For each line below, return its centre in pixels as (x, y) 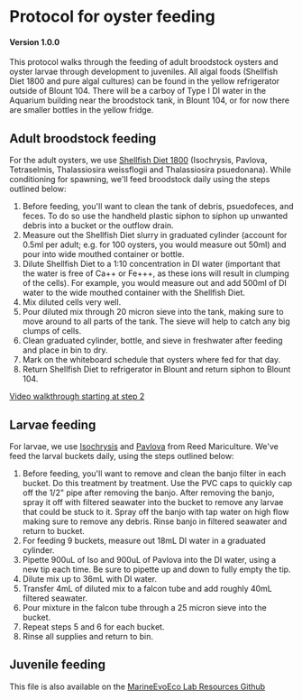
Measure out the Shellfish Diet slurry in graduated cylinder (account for (155, 235)
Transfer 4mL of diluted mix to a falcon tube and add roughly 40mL (147, 589)
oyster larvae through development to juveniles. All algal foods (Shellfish (144, 72)
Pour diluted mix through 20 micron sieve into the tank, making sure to (153, 312)
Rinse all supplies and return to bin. (88, 637)
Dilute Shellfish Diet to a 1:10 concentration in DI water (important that (151, 264)
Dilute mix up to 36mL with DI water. (90, 579)
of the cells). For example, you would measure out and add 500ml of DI (154, 283)
